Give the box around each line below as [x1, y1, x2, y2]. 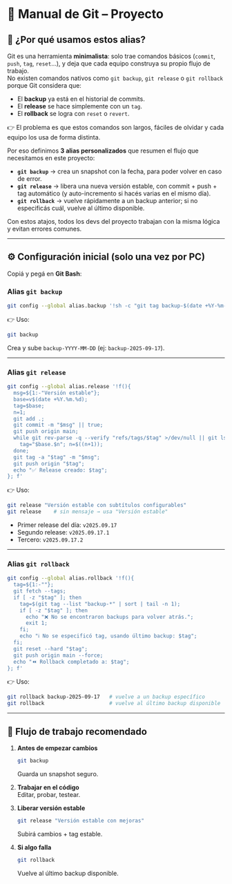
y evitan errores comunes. [7, 224, 82, 233]
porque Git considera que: [7, 81, 81, 89]
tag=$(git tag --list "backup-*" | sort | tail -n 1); [19, 600, 181, 607]
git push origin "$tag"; [13, 460, 85, 467]
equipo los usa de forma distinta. [7, 133, 101, 141]
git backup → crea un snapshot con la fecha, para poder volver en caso [17, 167, 222, 175]
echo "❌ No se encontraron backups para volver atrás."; [25, 613, 194, 620]
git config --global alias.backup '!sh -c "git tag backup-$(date [7, 302, 202, 309]
